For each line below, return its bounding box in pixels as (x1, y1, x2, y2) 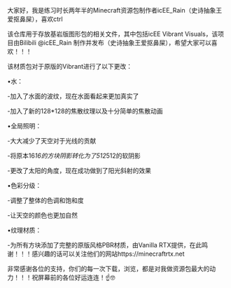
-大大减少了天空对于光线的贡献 (7, 137, 97, 145)
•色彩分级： (7, 181, 42, 189)
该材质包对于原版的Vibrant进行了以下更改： (7, 62, 133, 70)
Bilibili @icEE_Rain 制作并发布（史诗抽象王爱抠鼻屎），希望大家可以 (19, 39, 212, 47)
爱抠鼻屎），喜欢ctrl (7, 15, 63, 23)
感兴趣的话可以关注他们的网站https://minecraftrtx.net (31, 249, 185, 258)
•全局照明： (7, 122, 42, 130)
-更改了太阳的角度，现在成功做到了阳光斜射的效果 (7, 167, 152, 174)
